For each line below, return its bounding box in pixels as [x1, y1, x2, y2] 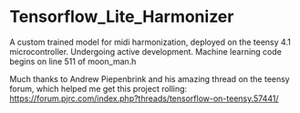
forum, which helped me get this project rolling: [9, 83, 188, 94]
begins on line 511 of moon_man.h [9, 56, 137, 67]
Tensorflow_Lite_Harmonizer [9, 6, 234, 27]
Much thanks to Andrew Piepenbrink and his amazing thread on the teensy [9, 73, 290, 84]
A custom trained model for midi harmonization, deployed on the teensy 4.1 [9, 36, 292, 47]
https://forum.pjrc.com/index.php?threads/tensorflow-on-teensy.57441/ [9, 93, 280, 104]
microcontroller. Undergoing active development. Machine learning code [9, 46, 283, 56]
